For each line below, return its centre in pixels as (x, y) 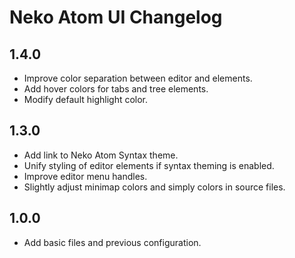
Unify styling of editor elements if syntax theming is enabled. (149, 165)
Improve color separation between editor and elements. (138, 78)
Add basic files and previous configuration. (112, 242)
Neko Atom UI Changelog (116, 17)
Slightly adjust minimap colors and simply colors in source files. (154, 187)
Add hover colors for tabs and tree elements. (116, 89)
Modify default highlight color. (86, 99)
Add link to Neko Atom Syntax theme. (101, 155)
